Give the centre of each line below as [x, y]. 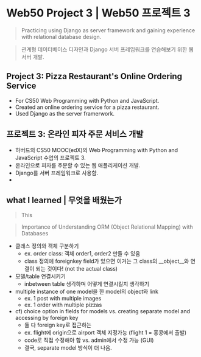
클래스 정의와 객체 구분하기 [47, 246]
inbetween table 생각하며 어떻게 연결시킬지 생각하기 [86, 284]
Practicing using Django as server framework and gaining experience [108, 30]
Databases [35, 234]
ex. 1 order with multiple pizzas [63, 305]
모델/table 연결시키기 [40, 276]
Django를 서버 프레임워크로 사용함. [57, 173]
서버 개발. [33, 57]
